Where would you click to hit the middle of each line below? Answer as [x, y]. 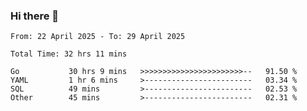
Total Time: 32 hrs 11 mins [69, 54]
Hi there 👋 [35, 16]
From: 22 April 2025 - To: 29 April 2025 [98, 37]
